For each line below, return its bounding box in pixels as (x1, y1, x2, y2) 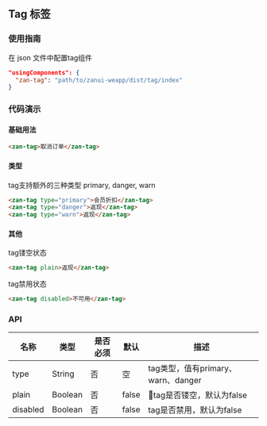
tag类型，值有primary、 (148, 363, 237, 374)
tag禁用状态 (8, 279, 48, 289)
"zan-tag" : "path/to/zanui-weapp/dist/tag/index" (15, 76, 183, 84)
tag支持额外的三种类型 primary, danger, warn (8, 180, 157, 190)
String (51, 368, 75, 379)
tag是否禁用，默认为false (148, 405, 242, 416)
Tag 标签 (8, 7, 51, 21)
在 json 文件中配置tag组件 (8, 52, 93, 62)
